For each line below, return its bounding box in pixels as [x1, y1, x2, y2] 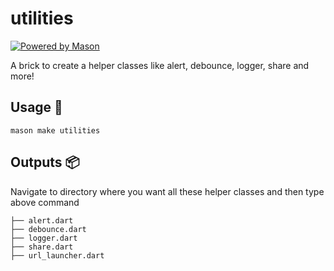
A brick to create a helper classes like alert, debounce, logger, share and [10, 59, 310, 71]
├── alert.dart [10, 215, 74, 226]
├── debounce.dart [10, 224, 87, 234]
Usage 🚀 [10, 99, 63, 116]
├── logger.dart [10, 233, 78, 243]
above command [10, 196, 80, 208]
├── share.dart [10, 242, 74, 252]
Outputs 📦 [10, 154, 80, 171]
